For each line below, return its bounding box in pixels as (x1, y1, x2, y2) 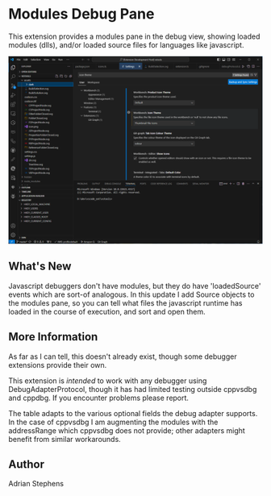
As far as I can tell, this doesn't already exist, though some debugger (8, 352, 237, 361)
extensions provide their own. (8, 360, 107, 369)
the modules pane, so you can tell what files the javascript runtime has (8, 298, 243, 307)
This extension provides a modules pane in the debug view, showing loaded (8, 31, 261, 41)
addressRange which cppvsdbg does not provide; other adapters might (8, 425, 246, 436)
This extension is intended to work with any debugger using (8, 376, 207, 386)
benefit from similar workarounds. (8, 434, 121, 444)
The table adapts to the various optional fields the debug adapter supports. (8, 408, 258, 418)
